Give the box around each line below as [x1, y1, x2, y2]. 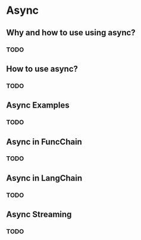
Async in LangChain [6, 173, 82, 183]
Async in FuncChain [6, 136, 82, 147]
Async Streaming [6, 209, 72, 220]
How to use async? [6, 63, 79, 74]
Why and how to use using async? [6, 28, 136, 38]
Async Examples [6, 100, 70, 111]
